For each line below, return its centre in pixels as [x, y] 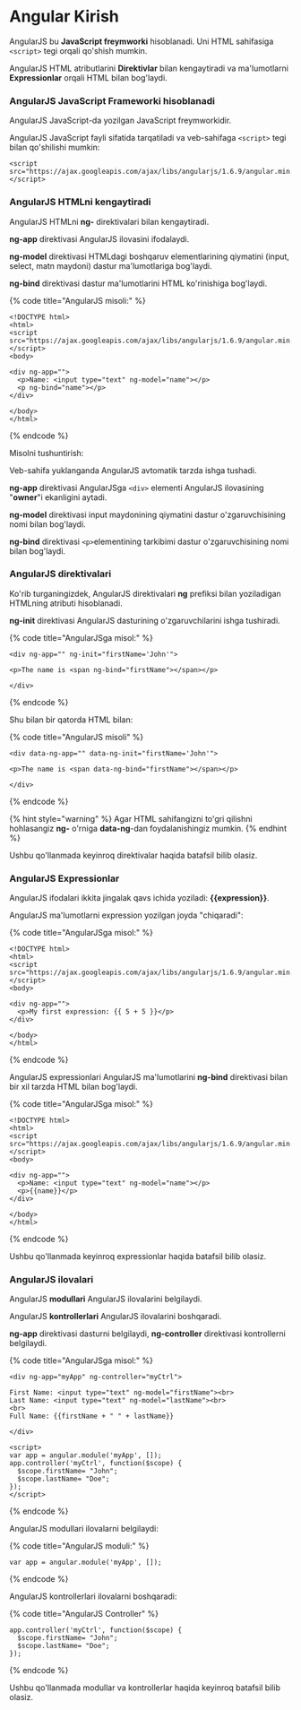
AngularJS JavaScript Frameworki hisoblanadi [112, 100]
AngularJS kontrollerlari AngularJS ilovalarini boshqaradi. [116, 1317]
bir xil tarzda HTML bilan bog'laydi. [73, 1087]
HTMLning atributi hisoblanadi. [66, 603]
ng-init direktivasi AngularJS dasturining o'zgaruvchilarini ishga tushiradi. [145, 620]
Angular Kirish [64, 17]
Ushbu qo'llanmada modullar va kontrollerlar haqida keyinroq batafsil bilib [145, 1688]
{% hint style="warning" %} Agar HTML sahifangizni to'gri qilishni [131, 818]
